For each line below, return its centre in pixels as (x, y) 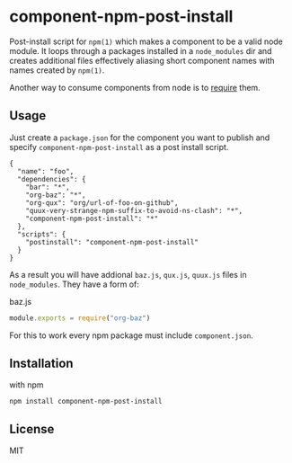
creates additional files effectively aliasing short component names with (142, 60)
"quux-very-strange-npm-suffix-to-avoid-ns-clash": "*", (134, 210)
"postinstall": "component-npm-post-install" (112, 242)
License (32, 429)
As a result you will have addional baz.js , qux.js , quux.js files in (128, 274)
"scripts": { (42, 234)
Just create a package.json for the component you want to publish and (140, 138)
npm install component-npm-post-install (86, 402)
